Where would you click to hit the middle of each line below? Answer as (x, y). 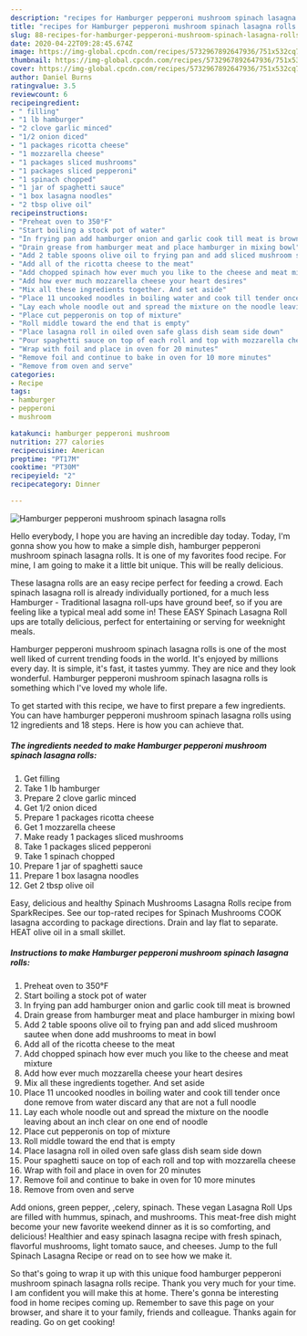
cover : (23, 69)
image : (23, 52)
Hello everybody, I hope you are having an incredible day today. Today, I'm (150, 536)
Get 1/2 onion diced (60, 807)
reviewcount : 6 (39, 94)
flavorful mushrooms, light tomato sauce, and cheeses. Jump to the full (144, 1246)
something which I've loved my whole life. (89, 688)
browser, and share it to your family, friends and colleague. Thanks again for (153, 1312)
